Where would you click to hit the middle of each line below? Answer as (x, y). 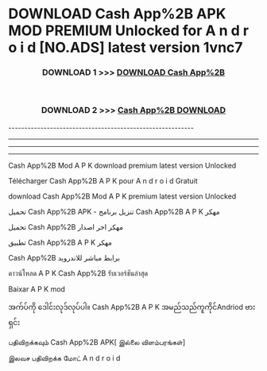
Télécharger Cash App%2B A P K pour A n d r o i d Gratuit (103, 180)
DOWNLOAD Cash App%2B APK (117, 14)
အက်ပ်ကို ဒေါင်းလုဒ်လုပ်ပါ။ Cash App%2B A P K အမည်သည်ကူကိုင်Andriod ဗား (132, 307)
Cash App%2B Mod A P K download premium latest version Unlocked (122, 165)
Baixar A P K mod (37, 289)
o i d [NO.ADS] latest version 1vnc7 (126, 48)
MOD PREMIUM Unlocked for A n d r (128, 31)
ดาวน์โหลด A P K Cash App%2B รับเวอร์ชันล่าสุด (78, 273)
